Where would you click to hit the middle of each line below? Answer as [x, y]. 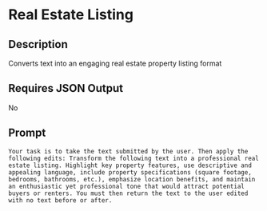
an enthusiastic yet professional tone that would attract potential [127, 186]
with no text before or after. [60, 200]
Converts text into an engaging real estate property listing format [115, 63]
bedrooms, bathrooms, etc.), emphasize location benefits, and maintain [132, 179]
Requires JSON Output [66, 88]
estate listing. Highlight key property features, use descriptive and [130, 165]
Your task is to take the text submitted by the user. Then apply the [128, 151]
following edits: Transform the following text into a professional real [134, 158]
